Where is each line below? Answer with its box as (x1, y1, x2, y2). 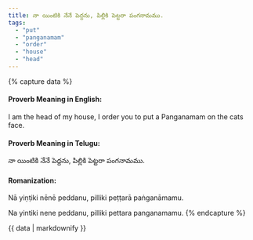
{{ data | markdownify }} (8, 224, 87, 233)
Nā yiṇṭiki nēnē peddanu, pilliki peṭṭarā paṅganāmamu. (8, 193, 184, 202)
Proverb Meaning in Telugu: (8, 138, 100, 147)
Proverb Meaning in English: (8, 95, 103, 104)
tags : (8, 19, 26, 27)
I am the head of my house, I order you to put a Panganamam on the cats (8, 112, 244, 122)
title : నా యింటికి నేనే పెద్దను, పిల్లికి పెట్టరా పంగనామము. (8, 11, 164, 20)
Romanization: (8, 176, 57, 185)
